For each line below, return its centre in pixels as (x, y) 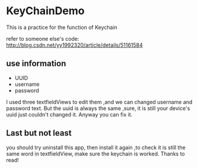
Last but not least (39, 133)
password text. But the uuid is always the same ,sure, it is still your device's (98, 108)
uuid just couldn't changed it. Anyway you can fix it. (69, 114)
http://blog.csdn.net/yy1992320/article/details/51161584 (75, 45)
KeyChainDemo (45, 11)
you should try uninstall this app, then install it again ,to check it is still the (96, 147)
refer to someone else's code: (43, 38)
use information (36, 64)
